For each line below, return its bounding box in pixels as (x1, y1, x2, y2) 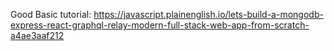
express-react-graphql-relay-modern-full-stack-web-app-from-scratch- (10, 19, 310, 31)
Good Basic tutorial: (10, 9, 92, 20)
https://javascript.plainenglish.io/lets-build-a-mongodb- (93, 9, 324, 20)
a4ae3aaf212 (10, 30, 65, 41)
